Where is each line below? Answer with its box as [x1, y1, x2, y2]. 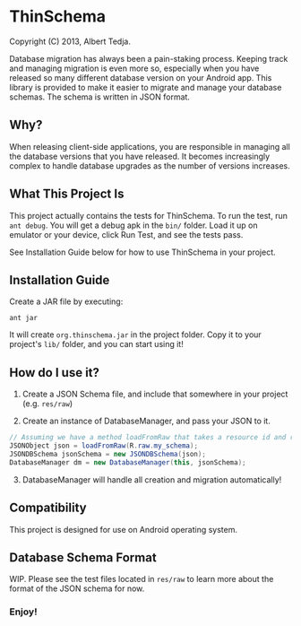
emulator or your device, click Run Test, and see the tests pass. [9, 229, 244, 239]
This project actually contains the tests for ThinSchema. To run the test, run [9, 210, 288, 221]
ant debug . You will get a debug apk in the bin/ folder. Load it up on [9, 220, 258, 230]
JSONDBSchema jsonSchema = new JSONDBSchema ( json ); [9, 449, 206, 458]
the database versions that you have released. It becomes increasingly [9, 151, 271, 161]
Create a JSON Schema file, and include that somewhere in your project [21, 388, 288, 400]
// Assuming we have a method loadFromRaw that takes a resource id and [9, 433, 287, 442]
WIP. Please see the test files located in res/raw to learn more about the [9, 574, 274, 585]
